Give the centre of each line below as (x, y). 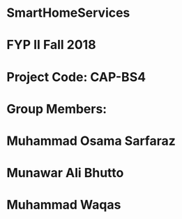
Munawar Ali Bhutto (65, 173)
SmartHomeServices (68, 13)
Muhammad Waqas (64, 205)
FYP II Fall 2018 (51, 45)
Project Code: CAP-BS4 (76, 77)
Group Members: (57, 109)
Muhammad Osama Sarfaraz (91, 141)
